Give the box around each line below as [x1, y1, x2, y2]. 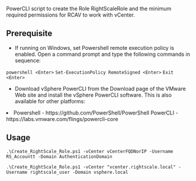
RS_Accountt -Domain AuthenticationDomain [6, 154, 113, 160]
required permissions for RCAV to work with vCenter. [6, 11, 135, 18]
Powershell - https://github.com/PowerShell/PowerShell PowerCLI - [14, 109, 179, 116]
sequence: [14, 56, 41, 64]
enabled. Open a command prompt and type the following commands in [14, 50, 191, 58]
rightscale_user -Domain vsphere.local [30, 169, 128, 175]
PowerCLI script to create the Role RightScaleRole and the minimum [6, 5, 172, 12]
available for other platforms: [14, 97, 86, 104]
